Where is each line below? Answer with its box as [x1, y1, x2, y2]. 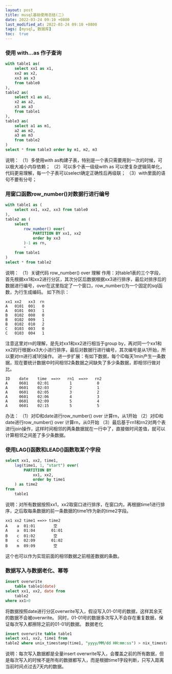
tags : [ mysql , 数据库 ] [5, 27, 52, 32]
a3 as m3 [14, 133, 33, 138]
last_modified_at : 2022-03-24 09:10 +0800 [5, 22, 97, 27]
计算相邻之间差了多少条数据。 [5, 432, 68, 438]
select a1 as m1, [14, 123, 52, 128]
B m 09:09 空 [5, 543, 58, 548]
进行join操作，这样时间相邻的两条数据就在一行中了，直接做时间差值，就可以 [5, 426, 165, 432]
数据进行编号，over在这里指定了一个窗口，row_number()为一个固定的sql [5, 282, 159, 288]
